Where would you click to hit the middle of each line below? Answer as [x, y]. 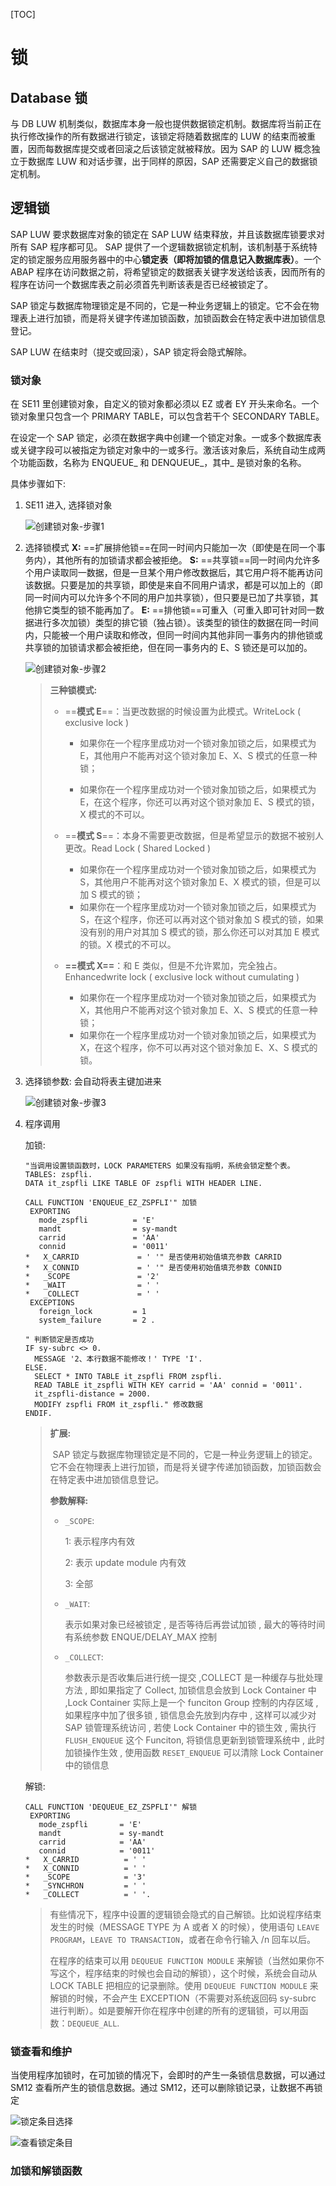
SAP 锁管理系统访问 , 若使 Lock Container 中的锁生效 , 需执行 [190, 1728]
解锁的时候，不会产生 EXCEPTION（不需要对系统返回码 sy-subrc [183, 1998]
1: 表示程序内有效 [100, 1541]
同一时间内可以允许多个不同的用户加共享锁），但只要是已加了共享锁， [167, 598]
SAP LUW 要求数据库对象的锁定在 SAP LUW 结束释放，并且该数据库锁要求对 [168, 234]
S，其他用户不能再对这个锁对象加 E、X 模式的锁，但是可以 [200, 882]
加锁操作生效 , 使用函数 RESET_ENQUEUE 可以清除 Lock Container [194, 1753]
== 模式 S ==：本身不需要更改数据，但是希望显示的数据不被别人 [194, 836]
